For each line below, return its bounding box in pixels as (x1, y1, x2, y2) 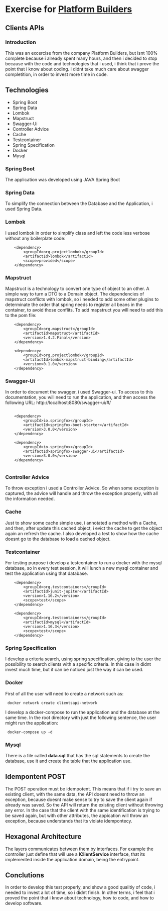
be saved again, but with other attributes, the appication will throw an (5, 813, 148, 819)
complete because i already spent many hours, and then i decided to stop (5, 55, 157, 61)
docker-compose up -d (7, 730, 53, 735)
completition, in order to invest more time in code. (5, 71, 108, 77)
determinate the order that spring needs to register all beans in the (5, 301, 143, 308)
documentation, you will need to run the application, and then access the (5, 394, 156, 400)
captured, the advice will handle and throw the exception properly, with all (5, 490, 158, 496)
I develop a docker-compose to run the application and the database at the (5, 709, 160, 715)
